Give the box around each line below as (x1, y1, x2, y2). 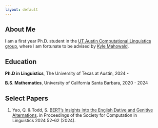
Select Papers (5, 94, 49, 103)
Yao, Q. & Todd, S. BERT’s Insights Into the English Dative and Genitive (12, 107, 153, 113)
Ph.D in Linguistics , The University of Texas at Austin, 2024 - (5, 70, 129, 76)
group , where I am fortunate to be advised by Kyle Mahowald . (5, 43, 129, 49)
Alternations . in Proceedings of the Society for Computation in (12, 112, 138, 118)
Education (5, 57, 37, 66)
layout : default (5, 7, 38, 12)
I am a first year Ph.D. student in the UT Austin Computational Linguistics (5, 38, 151, 44)
